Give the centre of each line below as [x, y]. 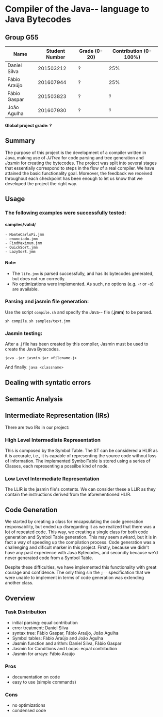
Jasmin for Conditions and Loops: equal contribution [65, 648]
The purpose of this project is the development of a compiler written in [76, 153]
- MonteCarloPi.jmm [25, 235]
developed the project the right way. [41, 183]
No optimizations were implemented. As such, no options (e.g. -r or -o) [83, 284]
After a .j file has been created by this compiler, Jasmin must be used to [77, 344]
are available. [25, 289]
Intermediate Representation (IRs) [57, 416]
